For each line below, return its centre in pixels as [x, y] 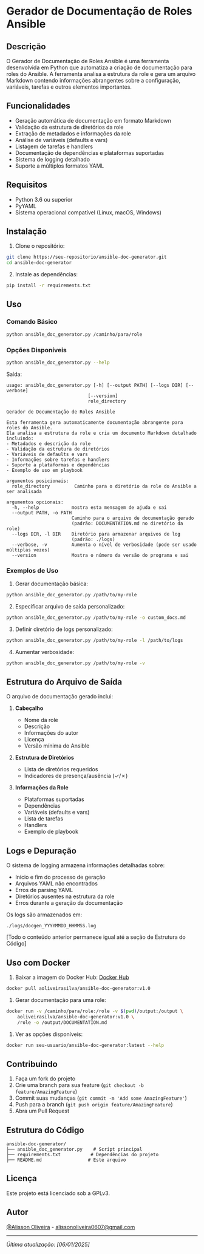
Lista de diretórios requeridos [61, 769]
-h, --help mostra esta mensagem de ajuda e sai [89, 507]
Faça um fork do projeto [45, 1079]
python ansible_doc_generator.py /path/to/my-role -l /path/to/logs [95, 640]
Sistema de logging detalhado [52, 159]
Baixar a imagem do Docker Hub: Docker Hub [72, 977]
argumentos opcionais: [35, 502]
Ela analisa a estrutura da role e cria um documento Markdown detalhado [102, 433]
